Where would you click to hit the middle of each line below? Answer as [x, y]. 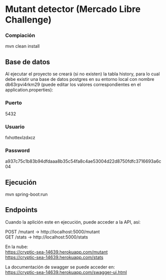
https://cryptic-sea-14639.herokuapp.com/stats [54, 257]
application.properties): [29, 90]
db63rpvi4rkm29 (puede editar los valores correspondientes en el [73, 85]
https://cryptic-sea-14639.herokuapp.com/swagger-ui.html [66, 272]
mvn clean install [22, 46]
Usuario [15, 127]
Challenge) [28, 20]
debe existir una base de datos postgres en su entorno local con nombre [80, 79]
